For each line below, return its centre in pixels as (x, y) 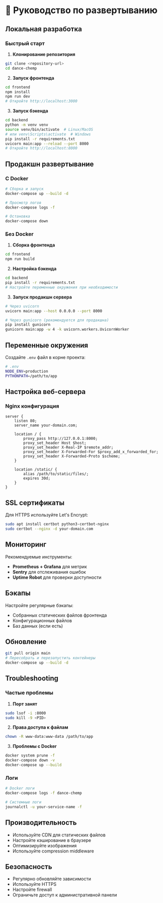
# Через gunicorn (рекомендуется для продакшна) (57, 320)
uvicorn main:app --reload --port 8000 (47, 143)
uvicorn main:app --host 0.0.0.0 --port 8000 (54, 311)
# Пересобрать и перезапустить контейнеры (50, 658)
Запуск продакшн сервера (42, 297)
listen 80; (26, 421)
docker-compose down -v (30, 760)
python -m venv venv (27, 125)
